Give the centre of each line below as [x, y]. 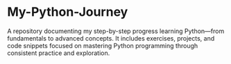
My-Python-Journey [68, 12]
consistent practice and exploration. [59, 53]
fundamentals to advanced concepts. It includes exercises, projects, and [111, 38]
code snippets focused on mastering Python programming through [103, 45]
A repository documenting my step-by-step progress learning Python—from [116, 31]
